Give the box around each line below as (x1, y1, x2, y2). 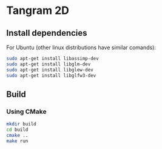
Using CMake (6, 107, 47, 116)
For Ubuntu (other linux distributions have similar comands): (6, 44, 157, 51)
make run (6, 137, 29, 144)
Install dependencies (6, 28, 87, 38)
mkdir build (6, 121, 36, 127)
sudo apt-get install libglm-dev (6, 61, 91, 67)
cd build (6, 127, 29, 133)
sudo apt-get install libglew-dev (6, 67, 94, 73)
